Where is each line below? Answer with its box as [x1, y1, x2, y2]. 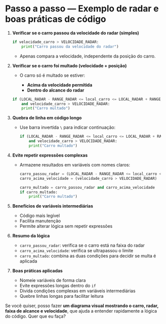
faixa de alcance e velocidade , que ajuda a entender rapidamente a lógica [5, 308, 157, 314]
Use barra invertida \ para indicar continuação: [19, 124, 116, 130]
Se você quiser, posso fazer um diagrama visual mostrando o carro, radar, [5, 303, 159, 309]
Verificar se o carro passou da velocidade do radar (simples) [12, 30, 139, 36]
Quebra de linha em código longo [12, 115, 82, 121]
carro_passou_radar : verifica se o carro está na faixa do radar [19, 242, 145, 248]
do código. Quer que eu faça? [5, 313, 66, 320]
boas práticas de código [5, 13, 106, 25]
